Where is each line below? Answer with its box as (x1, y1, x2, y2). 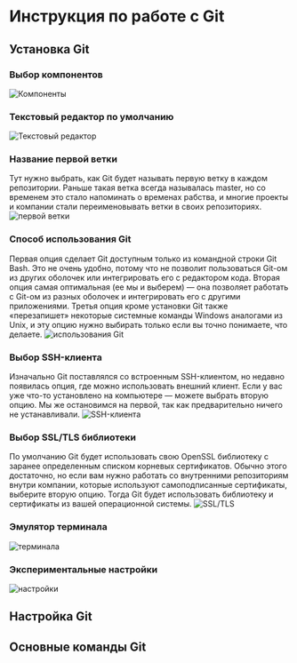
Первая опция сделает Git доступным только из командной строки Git (9, 253, 277, 264)
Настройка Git (9, 609, 92, 624)
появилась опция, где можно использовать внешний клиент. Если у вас (9, 380, 283, 392)
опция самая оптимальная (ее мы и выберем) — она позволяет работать (9, 282, 289, 292)
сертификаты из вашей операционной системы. (9, 499, 193, 509)
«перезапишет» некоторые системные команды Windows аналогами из (9, 309, 283, 321)
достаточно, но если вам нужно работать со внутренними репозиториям (9, 470, 289, 481)
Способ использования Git (9, 233, 132, 245)
